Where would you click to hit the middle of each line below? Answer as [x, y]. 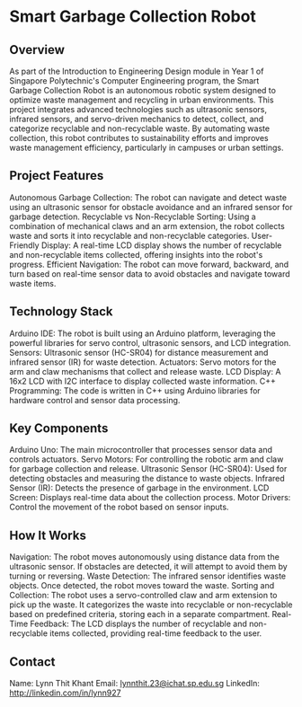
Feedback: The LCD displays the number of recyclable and [138, 624]
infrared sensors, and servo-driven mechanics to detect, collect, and [137, 119]
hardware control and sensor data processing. [95, 400]
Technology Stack [61, 312]
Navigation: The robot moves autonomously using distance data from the [145, 557]
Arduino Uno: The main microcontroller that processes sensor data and [141, 450]
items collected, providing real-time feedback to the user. [155, 633]
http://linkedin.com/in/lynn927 [65, 693]
